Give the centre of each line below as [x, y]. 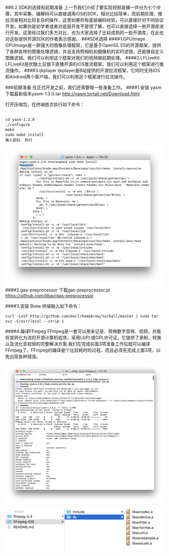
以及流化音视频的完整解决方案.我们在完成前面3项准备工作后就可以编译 [78, 344]
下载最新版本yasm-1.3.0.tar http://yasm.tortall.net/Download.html [72, 94]
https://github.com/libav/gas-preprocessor [50, 295]
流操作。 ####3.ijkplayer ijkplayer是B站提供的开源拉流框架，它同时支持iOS [83, 70]
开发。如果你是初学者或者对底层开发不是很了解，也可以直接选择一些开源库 [82, 26]
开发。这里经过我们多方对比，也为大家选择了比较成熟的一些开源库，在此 [84, 33]
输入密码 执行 [19, 140]
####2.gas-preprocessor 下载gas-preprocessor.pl [58, 290]
